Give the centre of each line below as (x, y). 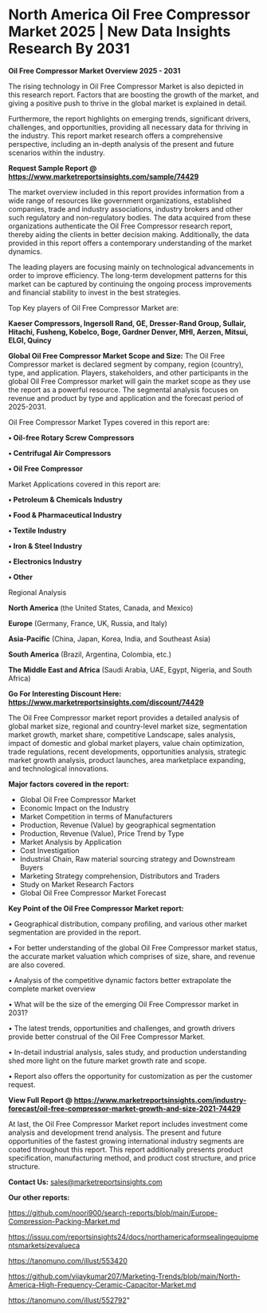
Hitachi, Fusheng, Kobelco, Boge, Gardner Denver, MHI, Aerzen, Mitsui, (128, 331)
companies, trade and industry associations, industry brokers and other (126, 208)
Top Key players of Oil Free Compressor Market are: (94, 307)
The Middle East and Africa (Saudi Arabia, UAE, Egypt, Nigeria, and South (130, 669)
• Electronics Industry (45, 561)
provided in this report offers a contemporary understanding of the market (130, 243)
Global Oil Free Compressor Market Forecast (93, 893)
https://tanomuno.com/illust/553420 (68, 1260)
